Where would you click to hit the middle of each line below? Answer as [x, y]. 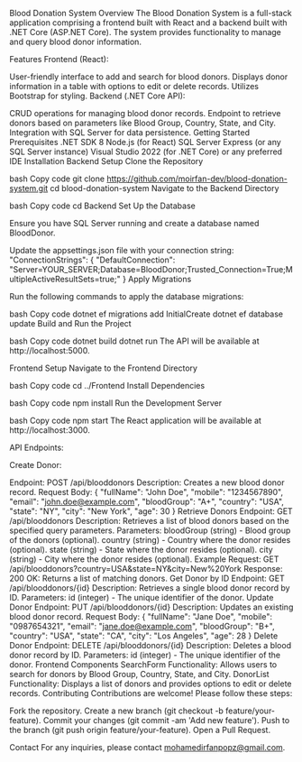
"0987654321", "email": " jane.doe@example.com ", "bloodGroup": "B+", [142, 626]
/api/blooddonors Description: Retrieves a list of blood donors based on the [150, 521]
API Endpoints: [37, 447]
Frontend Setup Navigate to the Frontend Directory [104, 368]
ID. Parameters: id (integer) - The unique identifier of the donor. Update [142, 597]
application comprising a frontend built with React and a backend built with [148, 23]
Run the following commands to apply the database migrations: [127, 296]
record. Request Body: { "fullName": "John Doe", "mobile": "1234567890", [146, 492]
